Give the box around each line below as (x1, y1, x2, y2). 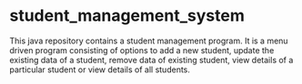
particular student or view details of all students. (9, 64, 191, 75)
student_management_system (9, 5, 246, 26)
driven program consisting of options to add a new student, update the (9, 44, 275, 55)
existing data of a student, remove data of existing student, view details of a (9, 54, 294, 65)
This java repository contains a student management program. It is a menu (9, 35, 288, 46)
